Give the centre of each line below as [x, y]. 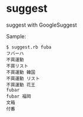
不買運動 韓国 [21, 72]
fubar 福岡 [19, 96]
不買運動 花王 [21, 84]
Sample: [16, 36]
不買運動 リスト [23, 79]
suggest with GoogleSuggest [41, 25]
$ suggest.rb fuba [29, 47]
